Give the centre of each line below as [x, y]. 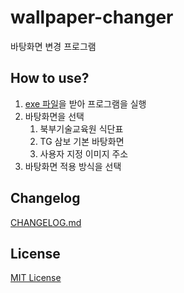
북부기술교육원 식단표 [81, 128]
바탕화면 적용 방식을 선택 [73, 166]
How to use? [50, 78]
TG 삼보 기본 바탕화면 [82, 141]
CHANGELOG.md [46, 222]
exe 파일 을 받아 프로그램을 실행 [85, 103]
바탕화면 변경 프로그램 [53, 46]
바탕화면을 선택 [54, 116]
